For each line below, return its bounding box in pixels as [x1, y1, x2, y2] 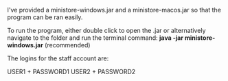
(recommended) [44, 41, 91, 49]
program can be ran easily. [7, 13, 83, 21]
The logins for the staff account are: [7, 54, 109, 62]
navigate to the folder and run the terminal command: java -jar [7, 34, 184, 42]
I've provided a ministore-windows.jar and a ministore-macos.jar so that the [7, 6, 222, 14]
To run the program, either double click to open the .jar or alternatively [7, 27, 206, 34]
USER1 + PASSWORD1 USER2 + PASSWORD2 [7, 68, 136, 76]
